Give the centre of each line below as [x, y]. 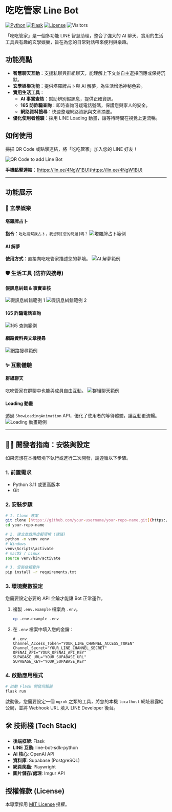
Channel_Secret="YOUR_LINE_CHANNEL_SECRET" [60, 648]
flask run [16, 691]
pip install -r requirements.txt [41, 572]
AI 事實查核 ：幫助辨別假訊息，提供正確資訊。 [68, 98]
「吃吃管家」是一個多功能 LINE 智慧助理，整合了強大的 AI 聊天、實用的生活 [84, 35]
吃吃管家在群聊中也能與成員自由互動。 [46, 391]
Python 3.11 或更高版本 [36, 484]
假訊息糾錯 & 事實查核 [28, 288]
